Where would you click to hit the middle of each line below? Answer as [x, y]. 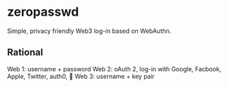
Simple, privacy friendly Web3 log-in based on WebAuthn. [89, 31]
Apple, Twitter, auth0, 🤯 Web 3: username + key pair [81, 76]
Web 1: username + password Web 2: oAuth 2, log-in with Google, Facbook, [114, 69]
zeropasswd [43, 12]
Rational [25, 52]
